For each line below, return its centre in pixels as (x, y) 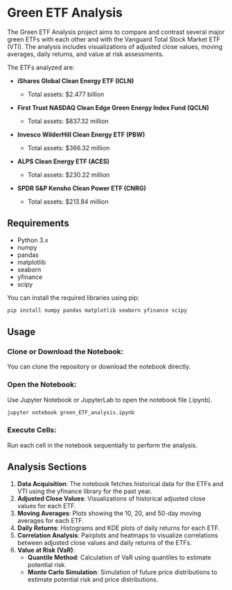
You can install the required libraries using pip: (73, 297)
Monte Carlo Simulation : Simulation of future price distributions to (122, 572)
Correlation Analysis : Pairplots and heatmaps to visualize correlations (117, 535)
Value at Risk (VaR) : (46, 550)
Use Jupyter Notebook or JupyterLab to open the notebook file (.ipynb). (110, 400)
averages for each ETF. (51, 520)
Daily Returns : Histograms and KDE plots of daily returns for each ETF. (118, 528)
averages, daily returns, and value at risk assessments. (86, 54)
